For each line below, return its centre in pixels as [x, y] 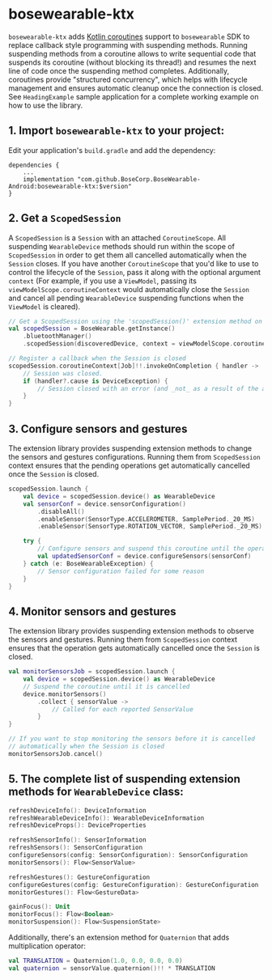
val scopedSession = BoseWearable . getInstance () [92, 329]
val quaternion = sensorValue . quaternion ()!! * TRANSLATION [112, 968]
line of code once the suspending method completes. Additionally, [119, 70]
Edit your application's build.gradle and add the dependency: [112, 150]
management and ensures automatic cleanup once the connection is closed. [136, 88]
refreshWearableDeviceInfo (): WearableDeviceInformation [106, 818]
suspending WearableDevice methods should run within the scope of [121, 246]
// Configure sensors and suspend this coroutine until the [141, 549]
